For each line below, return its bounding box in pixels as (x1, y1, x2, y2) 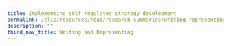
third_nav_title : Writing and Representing (7, 28, 134, 36)
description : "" (7, 22, 54, 29)
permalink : (7, 16, 38, 23)
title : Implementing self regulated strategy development (7, 9, 177, 17)
